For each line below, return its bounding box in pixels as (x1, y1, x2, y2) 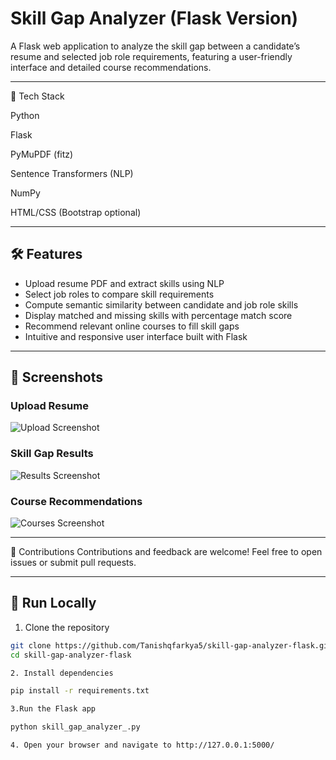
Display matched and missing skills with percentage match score (24, 309, 293, 321)
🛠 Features (10, 246, 83, 263)
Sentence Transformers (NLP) (10, 167, 134, 179)
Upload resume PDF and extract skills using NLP (24, 277, 225, 289)
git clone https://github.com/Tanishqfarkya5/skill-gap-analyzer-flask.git (10, 640, 333, 651)
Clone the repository (24, 621, 110, 633)
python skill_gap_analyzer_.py (10, 722, 141, 732)
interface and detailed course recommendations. (10, 61, 212, 73)
